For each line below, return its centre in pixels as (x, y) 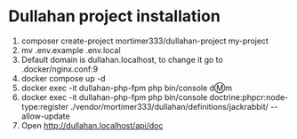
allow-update (45, 116)
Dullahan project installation (115, 16)
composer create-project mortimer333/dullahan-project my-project (144, 41)
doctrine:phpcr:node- (249, 97)
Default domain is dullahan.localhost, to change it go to (122, 59)
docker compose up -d (63, 78)
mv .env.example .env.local (71, 50)
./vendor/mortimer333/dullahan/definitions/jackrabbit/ (169, 106)
